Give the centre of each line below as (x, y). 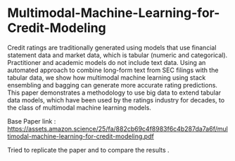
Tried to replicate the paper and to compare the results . (89, 150)
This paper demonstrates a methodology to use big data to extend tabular (114, 93)
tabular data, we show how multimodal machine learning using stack (107, 77)
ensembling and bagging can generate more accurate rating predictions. (113, 85)
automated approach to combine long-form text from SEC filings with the (113, 70)
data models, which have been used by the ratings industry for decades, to (116, 100)
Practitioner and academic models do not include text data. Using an (107, 62)
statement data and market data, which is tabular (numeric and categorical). (118, 55)
